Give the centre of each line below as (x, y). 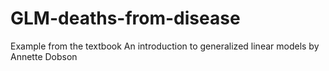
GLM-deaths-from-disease (125, 18)
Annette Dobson (44, 56)
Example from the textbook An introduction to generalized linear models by (165, 46)
